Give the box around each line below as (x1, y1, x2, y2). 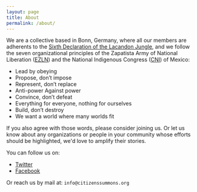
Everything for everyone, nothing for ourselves (15, 100, 132, 107)
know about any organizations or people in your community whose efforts (6, 131, 191, 138)
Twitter (15, 161, 33, 168)
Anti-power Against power (15, 87, 81, 94)
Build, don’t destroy (15, 107, 64, 114)
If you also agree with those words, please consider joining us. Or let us (6, 125, 185, 132)
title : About (6, 15, 39, 21)
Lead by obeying (15, 68, 58, 75)
